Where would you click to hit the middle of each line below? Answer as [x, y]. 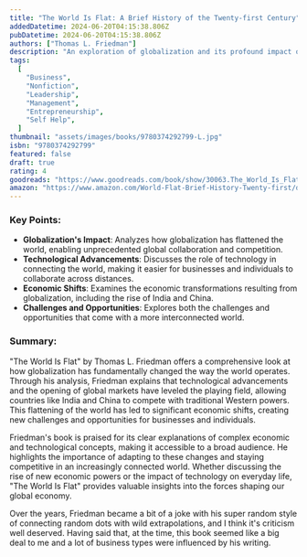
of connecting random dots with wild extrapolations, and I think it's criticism [152, 523]
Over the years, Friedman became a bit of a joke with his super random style [153, 513]
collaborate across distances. [78, 279]
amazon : [24, 188]
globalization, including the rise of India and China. [118, 298]
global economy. [41, 496]
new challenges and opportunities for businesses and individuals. [132, 419]
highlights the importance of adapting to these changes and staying [137, 456]
